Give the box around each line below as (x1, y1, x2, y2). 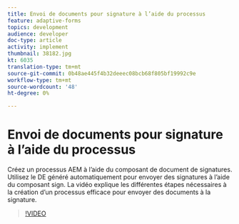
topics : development (7, 23, 69, 31)
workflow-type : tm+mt (7, 76, 72, 84)
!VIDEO (24, 209, 46, 218)
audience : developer (7, 30, 69, 38)
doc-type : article (7, 37, 62, 44)
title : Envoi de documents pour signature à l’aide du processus (7, 10, 205, 18)
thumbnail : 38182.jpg (7, 50, 72, 58)
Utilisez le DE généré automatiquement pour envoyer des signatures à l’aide (7, 173, 230, 181)
